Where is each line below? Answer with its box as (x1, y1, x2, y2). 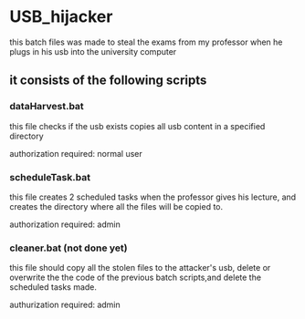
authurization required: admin (9, 299, 121, 311)
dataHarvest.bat (9, 100, 84, 113)
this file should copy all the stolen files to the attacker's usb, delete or (9, 262, 271, 273)
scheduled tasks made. (9, 282, 98, 293)
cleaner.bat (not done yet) (9, 242, 128, 254)
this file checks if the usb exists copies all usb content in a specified (9, 120, 266, 131)
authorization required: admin (9, 219, 121, 230)
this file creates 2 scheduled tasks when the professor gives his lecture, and (9, 191, 297, 202)
